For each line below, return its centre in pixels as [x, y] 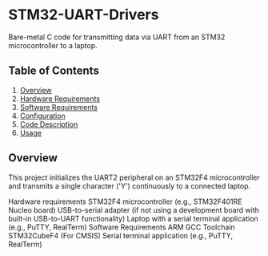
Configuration [42, 116]
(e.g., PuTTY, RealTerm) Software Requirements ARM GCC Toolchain [122, 227]
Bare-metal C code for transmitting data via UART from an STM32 [117, 37]
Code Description [49, 124]
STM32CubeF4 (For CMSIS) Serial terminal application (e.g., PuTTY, [121, 235]
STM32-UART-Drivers [84, 15]
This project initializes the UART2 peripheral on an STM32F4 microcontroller [134, 177]
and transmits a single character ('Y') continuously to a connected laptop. [130, 185]
